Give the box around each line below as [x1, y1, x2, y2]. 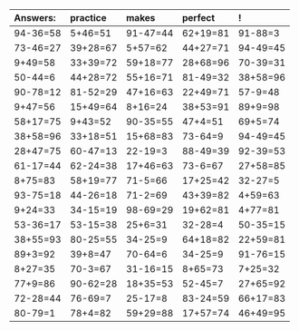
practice [70, 12, 107, 24]
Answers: [14, 12, 56, 24]
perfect [182, 12, 216, 24]
